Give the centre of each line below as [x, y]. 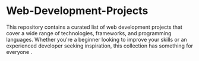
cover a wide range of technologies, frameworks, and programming [89, 33]
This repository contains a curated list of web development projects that [94, 27]
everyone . [19, 52]
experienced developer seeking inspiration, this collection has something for [100, 46]
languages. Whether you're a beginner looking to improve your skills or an [97, 39]
